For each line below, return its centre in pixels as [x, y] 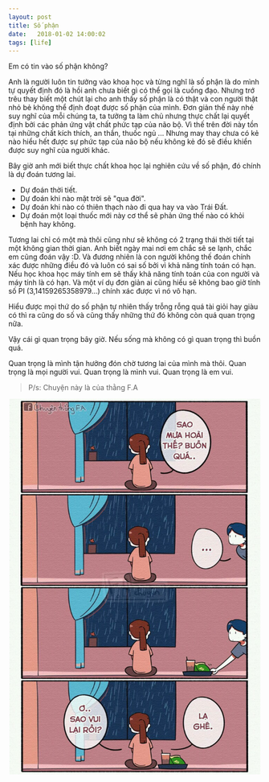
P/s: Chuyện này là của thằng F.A [83, 388]
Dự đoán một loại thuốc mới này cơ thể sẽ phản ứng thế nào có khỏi [132, 216]
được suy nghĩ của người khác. [59, 150]
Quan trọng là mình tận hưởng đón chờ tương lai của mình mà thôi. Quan [127, 364]
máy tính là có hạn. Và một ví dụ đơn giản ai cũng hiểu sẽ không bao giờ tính [134, 282]
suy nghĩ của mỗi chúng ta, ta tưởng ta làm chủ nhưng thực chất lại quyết [129, 116]
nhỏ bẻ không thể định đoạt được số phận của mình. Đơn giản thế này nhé [131, 108]
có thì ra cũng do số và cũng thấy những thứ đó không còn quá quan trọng [132, 315]
